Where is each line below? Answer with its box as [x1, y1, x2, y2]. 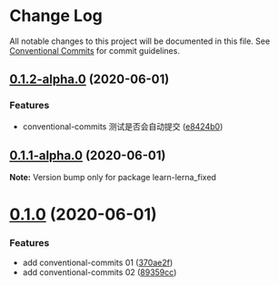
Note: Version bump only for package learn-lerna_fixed [9, 172, 216, 183]
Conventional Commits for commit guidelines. [9, 45, 180, 56]
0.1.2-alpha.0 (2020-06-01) [9, 72, 170, 87]
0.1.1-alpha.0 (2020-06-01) [9, 148, 166, 164]
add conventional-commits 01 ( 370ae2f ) [22, 257, 174, 268]
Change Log [9, 5, 103, 26]
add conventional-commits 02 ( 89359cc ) [22, 266, 177, 278]
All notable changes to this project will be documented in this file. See [9, 36, 271, 46]
